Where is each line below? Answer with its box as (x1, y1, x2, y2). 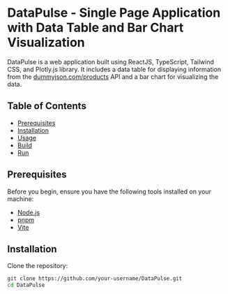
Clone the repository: (7, 262, 68, 270)
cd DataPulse (7, 281, 45, 289)
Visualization (7, 35, 85, 50)
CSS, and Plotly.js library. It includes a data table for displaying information (7, 65, 222, 73)
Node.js (17, 208, 40, 216)
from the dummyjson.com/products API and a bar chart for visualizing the (7, 72, 219, 81)
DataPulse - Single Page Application (7, 5, 221, 21)
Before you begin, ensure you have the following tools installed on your (7, 187, 211, 196)
